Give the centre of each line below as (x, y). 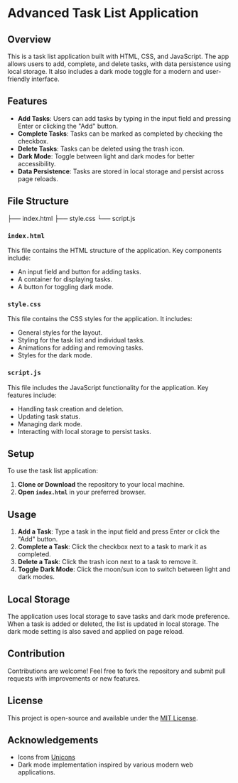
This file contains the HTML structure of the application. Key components (115, 250)
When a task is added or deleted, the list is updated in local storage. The (113, 624)
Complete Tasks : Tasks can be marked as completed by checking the (120, 134)
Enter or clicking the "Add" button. (68, 126)
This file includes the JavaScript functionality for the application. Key (108, 387)
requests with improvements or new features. (74, 678)
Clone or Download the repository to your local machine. (101, 485)
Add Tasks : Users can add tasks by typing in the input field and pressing (124, 118)
